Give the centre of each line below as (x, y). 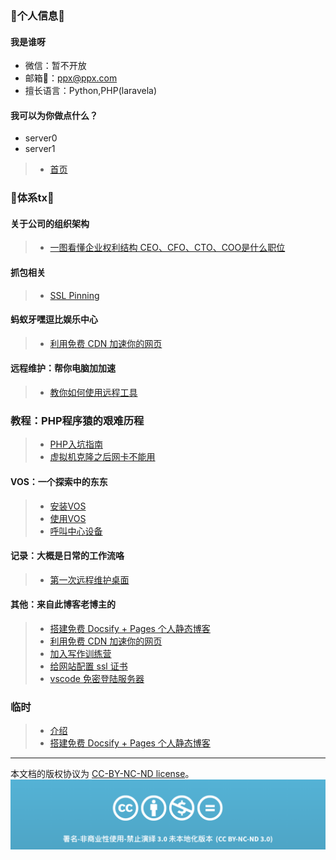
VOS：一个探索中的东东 (59, 481)
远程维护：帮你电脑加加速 (63, 368)
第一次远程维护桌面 (89, 579)
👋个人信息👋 (37, 15)
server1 (40, 149)
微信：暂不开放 (55, 66)
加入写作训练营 (80, 653)
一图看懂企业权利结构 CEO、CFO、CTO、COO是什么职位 (167, 248)
